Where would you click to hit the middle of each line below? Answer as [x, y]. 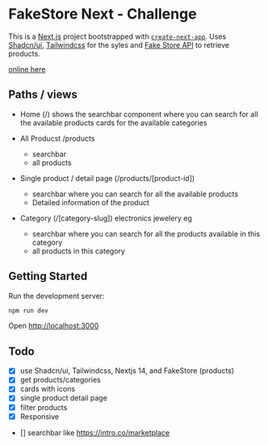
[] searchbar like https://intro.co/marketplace [95, 432]
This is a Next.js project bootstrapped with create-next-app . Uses [117, 36]
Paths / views [43, 95]
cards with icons [47, 389]
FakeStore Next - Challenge [103, 14]
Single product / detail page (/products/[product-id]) [107, 178]
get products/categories [60, 380]
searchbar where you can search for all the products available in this [146, 233]
